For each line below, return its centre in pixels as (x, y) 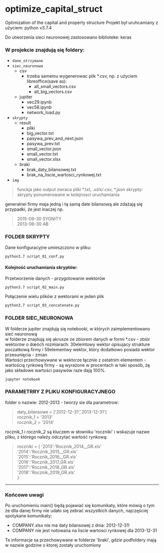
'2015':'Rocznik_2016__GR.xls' (47, 457)
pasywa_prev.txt (43, 144)
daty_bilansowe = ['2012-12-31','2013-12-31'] (62, 412)
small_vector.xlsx (44, 159)
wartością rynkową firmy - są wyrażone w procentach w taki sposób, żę (78, 365)
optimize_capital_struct (54, 9)
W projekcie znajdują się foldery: (45, 50)
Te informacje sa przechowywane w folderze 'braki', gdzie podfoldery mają (81, 540)
